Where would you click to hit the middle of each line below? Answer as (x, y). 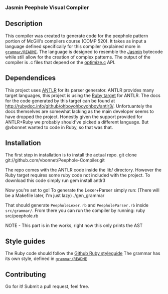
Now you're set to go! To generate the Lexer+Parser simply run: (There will (82, 190)
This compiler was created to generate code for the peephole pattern (77, 35)
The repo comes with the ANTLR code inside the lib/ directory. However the (83, 170)
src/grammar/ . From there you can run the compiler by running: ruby (75, 210)
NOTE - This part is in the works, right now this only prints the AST (74, 225)
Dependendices (31, 78)
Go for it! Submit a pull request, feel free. (47, 286)
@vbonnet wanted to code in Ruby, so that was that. (59, 127)
